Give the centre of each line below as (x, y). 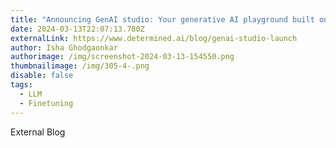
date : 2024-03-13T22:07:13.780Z (77, 29)
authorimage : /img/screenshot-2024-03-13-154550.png (122, 57)
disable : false (42, 76)
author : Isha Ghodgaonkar (64, 47)
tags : (21, 85)
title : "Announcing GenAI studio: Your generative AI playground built (162, 19)
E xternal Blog (38, 132)
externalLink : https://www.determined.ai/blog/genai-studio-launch (154, 38)
